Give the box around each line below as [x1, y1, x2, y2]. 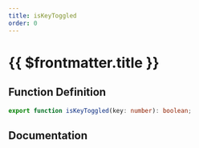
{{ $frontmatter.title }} [8, 54, 160, 72]
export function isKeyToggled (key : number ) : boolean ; [8, 106, 193, 114]
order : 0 [8, 19, 38, 27]
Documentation [8, 129, 88, 142]
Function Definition [8, 86, 107, 99]
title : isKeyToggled [8, 11, 78, 20]
